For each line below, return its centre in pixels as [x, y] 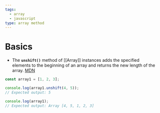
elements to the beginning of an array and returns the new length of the [83, 65]
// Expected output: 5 [28, 92]
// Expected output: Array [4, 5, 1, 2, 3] [50, 106]
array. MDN [24, 71]
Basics [19, 47]
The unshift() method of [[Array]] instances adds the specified [76, 60]
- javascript [23, 18]
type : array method [25, 23]
